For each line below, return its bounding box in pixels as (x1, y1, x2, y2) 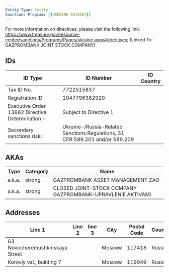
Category (25, 168, 49, 175)
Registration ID (8, 94, 43, 101)
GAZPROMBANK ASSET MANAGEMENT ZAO (53, 177, 159, 184)
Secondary (8, 126, 34, 133)
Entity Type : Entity (5, 7, 49, 13)
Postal (129, 223, 145, 230)
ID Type (23, 75, 42, 82)
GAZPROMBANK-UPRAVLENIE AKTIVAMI (53, 191, 151, 198)
